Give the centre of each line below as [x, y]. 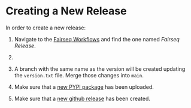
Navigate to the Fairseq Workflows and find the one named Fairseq [97, 39]
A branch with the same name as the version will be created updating [100, 69]
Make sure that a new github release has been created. [82, 98]
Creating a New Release [66, 11]
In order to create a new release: [46, 28]
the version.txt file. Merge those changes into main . [79, 75]
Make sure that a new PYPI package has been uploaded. [84, 87]
